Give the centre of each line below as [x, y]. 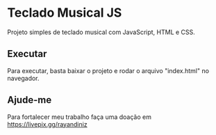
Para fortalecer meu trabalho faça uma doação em [79, 117]
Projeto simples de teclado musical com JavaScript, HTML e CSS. [101, 32]
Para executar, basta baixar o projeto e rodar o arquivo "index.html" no [108, 70]
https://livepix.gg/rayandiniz [48, 124]
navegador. [23, 78]
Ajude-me [30, 100]
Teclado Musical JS [65, 13]
